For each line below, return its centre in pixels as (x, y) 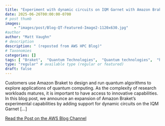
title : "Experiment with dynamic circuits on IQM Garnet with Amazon (78, 10)
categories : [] (21, 55)
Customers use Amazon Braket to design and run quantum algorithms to (78, 83)
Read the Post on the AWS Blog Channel (46, 118)
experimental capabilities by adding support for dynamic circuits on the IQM (82, 104)
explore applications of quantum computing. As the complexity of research (81, 88)
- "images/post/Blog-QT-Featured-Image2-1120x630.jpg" (71, 28)
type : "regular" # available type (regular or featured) (65, 64)
